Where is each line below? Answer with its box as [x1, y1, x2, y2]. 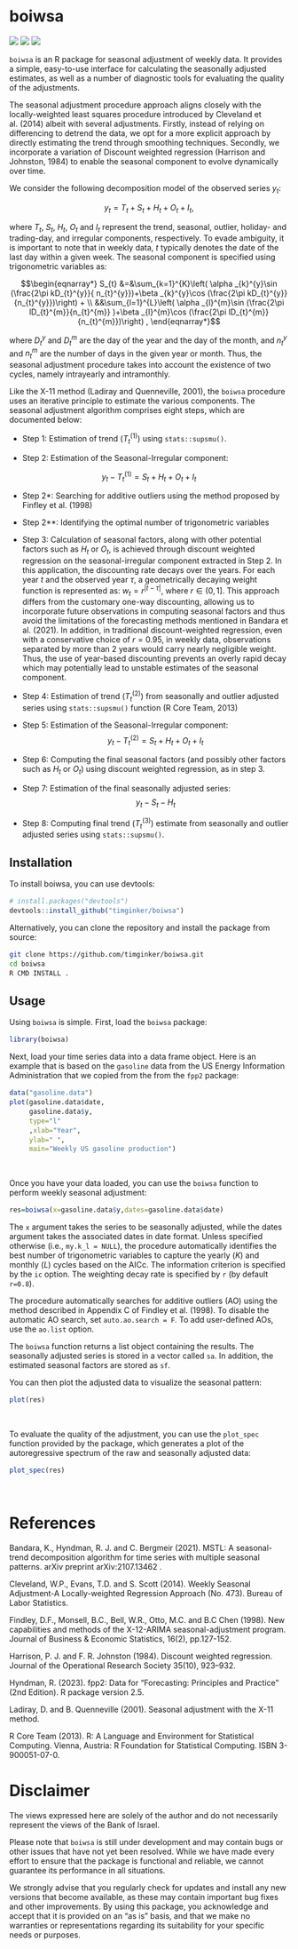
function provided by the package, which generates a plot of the [9, 1438, 245, 1449]
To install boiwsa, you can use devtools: [9, 879, 155, 889]
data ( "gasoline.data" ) [9, 1088, 93, 1098]
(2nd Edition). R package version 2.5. [9, 1686, 145, 1698]
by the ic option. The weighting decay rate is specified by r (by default [9, 1269, 269, 1280]
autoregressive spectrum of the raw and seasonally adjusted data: [9, 1448, 251, 1459]
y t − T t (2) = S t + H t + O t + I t [107, 733, 204, 748]
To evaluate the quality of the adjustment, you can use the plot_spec [9, 1428, 260, 1440]
